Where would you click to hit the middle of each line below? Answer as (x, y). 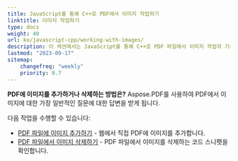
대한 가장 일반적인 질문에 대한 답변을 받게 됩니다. (93, 102)
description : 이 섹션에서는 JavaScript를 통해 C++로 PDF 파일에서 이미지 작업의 (114, 47)
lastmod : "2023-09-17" (41, 54)
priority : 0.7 (41, 73)
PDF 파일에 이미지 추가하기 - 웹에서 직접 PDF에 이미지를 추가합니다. (111, 133)
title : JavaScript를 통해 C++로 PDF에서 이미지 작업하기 (83, 14)
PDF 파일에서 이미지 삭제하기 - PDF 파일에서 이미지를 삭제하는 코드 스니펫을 (123, 141)
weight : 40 (23, 34)
